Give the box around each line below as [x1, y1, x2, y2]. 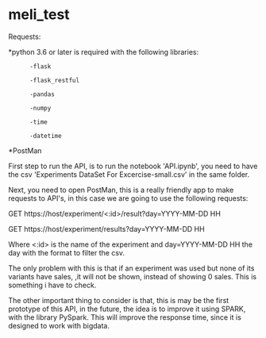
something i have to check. [8, 280, 97, 290]
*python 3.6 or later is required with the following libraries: [8, 47, 199, 56]
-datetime [29, 132, 62, 140]
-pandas [29, 90, 56, 98]
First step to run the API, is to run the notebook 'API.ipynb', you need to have [8, 161, 258, 171]
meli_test [8, 6, 70, 24]
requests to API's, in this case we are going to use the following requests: [8, 193, 249, 203]
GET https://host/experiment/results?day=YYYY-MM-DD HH [8, 224, 205, 233]
